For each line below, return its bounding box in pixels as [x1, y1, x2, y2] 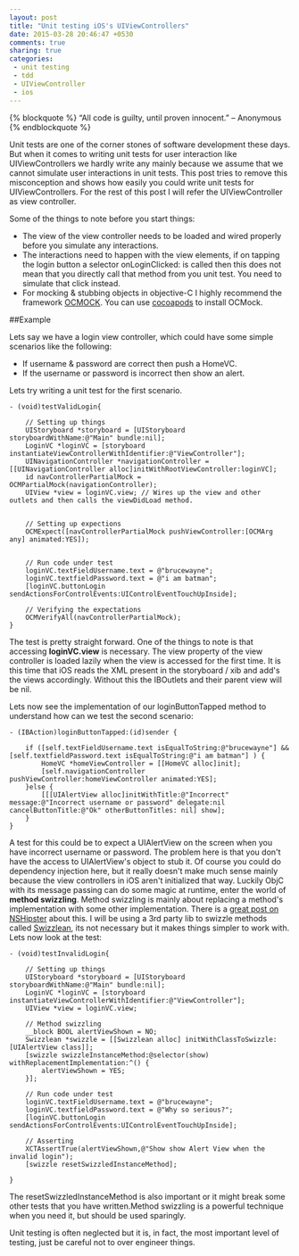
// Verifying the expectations [25, 605, 142, 614]
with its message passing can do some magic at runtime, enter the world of [9, 884, 287, 895]
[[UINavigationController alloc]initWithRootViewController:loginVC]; [9, 465, 278, 474]
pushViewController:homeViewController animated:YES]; [9, 774, 218, 783]
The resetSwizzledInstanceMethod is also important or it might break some [9, 1191, 286, 1202]
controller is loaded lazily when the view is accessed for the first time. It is [9, 655, 281, 665]
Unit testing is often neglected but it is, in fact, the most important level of [9, 1227, 279, 1238]
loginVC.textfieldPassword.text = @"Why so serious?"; [25, 1105, 234, 1114]
